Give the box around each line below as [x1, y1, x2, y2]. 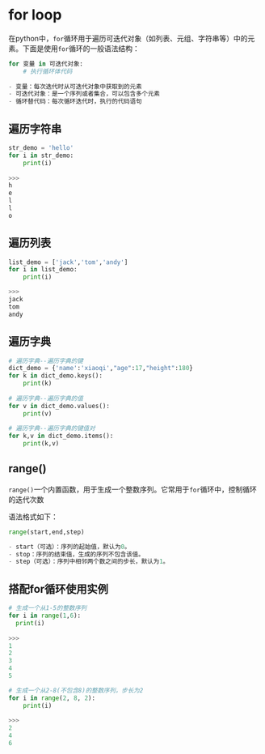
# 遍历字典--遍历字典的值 [8, 394, 83, 403]
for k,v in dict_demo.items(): [8, 432, 114, 441]
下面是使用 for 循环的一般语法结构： [22, 43, 140, 53]
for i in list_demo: [8, 266, 78, 274]
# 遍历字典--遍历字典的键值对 [8, 424, 95, 432]
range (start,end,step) [8, 528, 85, 536]
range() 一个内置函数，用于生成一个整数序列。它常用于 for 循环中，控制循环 [8, 484, 257, 494]
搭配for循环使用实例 [8, 581, 109, 596]
